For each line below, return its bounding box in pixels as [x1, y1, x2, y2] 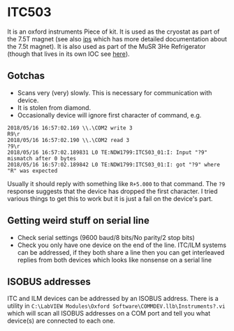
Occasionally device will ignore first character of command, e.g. [17, 111, 202, 119]
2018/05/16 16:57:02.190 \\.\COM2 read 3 [7, 136, 130, 143]
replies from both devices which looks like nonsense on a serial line [17, 255, 212, 264]
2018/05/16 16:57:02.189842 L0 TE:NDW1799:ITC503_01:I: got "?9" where [7, 161, 220, 168]
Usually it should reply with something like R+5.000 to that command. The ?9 [7, 179, 226, 188]
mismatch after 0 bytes [7, 155, 77, 162]
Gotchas [7, 70, 45, 82]
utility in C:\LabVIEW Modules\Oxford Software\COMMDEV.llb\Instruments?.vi [7, 302, 226, 310]
